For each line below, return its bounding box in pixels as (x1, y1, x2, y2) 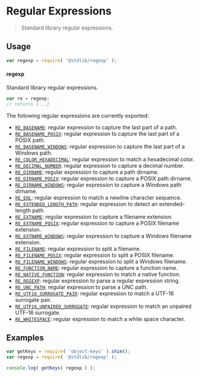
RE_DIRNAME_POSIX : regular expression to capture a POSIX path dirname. (14, 174, 193, 182)
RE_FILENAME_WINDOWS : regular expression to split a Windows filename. (14, 257, 187, 265)
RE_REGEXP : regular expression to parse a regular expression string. (14, 277, 180, 284)
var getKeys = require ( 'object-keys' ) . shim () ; (6, 349, 131, 355)
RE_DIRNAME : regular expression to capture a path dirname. (14, 168, 159, 176)
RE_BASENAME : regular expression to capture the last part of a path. (14, 123, 178, 130)
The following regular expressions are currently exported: (6, 112, 149, 119)
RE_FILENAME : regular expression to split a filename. (14, 245, 142, 252)
